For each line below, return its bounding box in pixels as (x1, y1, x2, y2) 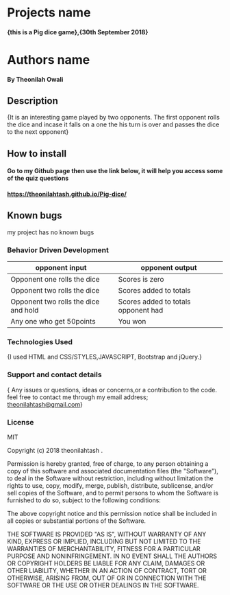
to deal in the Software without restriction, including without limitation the (7, 474, 214, 482)
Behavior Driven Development (7, 245, 110, 255)
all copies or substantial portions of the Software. (7, 517, 146, 525)
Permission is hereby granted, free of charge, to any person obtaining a (7, 459, 209, 468)
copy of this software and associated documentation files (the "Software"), (7, 467, 219, 475)
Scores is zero (118, 275, 164, 284)
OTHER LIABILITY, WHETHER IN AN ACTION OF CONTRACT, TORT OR (7, 566, 207, 574)
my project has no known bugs (7, 228, 94, 236)
